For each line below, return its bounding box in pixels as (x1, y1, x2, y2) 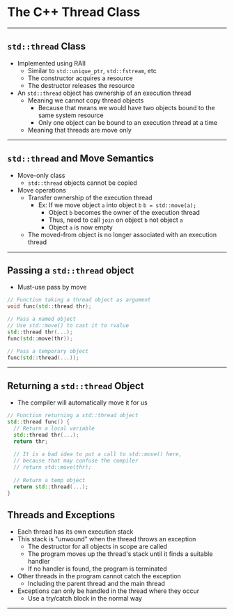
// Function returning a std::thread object (7, 412, 139, 419)
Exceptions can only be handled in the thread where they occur (17, 587, 200, 595)
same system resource (38, 111, 104, 119)
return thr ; (13, 437, 49, 445)
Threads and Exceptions (7, 509, 116, 520)
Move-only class (17, 171, 65, 179)
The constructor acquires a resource (27, 74, 134, 82)
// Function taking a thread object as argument (7, 296, 151, 303)
